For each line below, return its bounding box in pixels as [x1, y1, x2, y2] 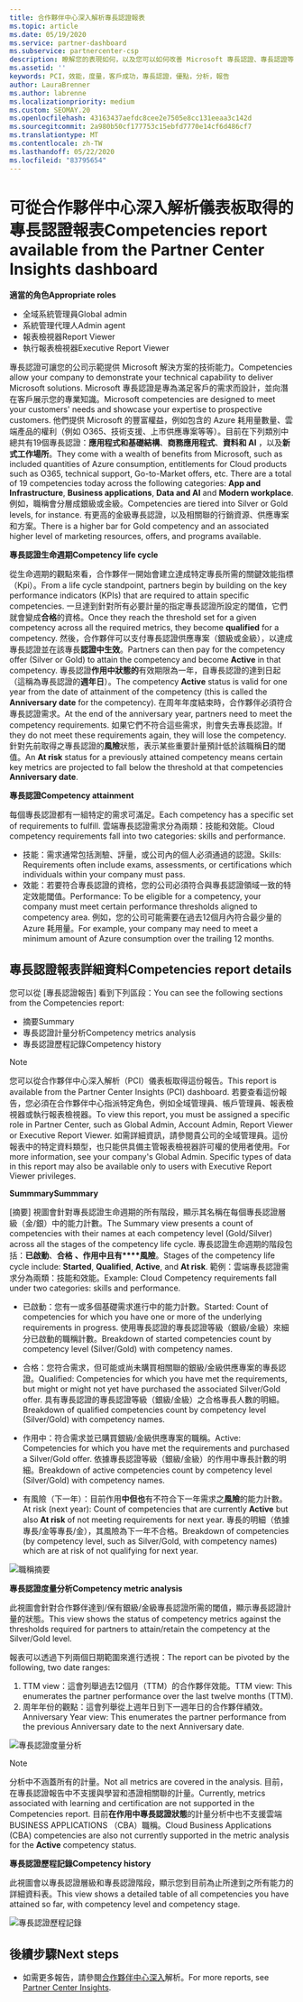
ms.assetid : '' [9, 64, 67, 73]
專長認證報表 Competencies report [9, 220, 268, 240]
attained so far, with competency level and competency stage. [9, 1899, 241, 1910]
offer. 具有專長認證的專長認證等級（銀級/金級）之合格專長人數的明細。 [22, 1394, 285, 1405]
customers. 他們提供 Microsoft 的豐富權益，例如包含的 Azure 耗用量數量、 [9, 415, 286, 426]
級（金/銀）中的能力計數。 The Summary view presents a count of [9, 1218, 254, 1229]
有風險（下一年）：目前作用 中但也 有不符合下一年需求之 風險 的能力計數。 [22, 1493, 288, 1504]
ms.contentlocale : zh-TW [9, 139, 103, 148]
